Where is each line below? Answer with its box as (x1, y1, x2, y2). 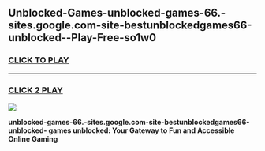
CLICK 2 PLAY (8, 85, 63, 96)
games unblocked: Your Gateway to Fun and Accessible (48, 126, 235, 135)
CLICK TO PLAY (8, 55, 69, 66)
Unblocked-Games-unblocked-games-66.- (8, 6, 226, 20)
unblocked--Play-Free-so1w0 (8, 31, 156, 44)
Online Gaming (8, 134, 58, 143)
